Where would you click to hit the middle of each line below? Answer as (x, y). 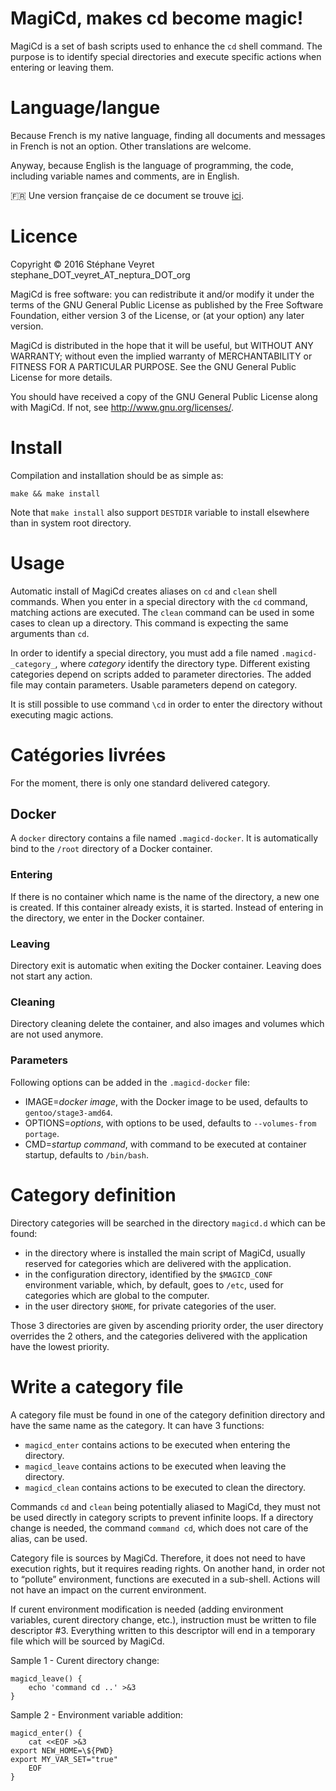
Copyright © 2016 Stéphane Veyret (82, 264)
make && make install (55, 493)
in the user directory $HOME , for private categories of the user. (150, 1306)
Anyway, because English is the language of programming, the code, (152, 165)
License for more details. (61, 377)
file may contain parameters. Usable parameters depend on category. (154, 684)
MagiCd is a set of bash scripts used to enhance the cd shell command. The (166, 46)
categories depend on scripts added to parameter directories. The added (161, 674)
